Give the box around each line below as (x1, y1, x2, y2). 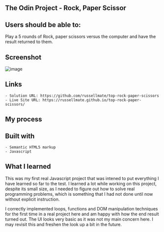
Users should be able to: (5, 21, 81, 29)
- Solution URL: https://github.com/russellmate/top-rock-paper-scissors (5, 93, 160, 98)
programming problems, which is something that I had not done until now (5, 191, 153, 197)
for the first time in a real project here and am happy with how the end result (5, 211, 159, 217)
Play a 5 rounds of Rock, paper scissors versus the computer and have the (5, 34, 156, 40)
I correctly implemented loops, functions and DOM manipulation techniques (5, 206, 158, 211)
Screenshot (5, 53, 42, 61)
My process (5, 115, 42, 124)
